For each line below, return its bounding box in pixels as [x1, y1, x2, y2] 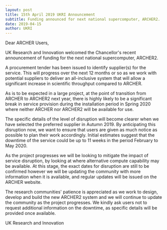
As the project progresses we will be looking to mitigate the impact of [5, 153, 149, 159]
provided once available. [5, 210, 56, 216]
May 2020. [5, 143, 28, 149]
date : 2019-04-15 [5, 21, 42, 27]
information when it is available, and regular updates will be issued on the [5, 174, 157, 180]
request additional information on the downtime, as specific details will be [5, 205, 157, 211]
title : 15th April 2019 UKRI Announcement [5, 12, 95, 17]
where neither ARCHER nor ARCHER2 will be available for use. [5, 106, 134, 112]
